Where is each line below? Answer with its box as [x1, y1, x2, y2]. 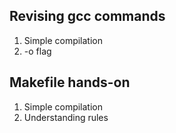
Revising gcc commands [9, 8, 166, 25]
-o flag [23, 45, 52, 57]
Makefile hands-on [9, 74, 131, 91]
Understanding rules [23, 111, 109, 123]
